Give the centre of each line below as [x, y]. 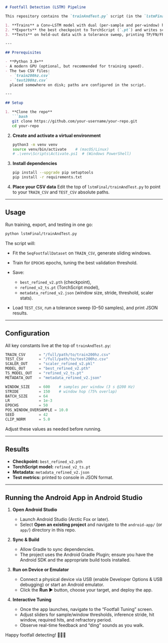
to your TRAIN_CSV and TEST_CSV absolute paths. [61, 192]
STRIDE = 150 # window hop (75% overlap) [61, 391]
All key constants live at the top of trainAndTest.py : [58, 345]
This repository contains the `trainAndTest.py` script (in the [73, 16]
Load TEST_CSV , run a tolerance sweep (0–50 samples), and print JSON [85, 307]
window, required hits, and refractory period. [66, 620]
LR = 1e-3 [29, 401]
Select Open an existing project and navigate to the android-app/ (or [91, 524]
